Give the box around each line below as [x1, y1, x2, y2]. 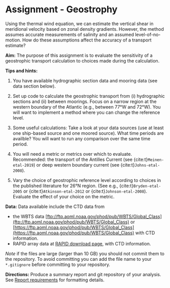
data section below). [12, 83, 56, 89]
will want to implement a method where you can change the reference [12, 109, 160, 115]
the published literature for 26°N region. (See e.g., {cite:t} [12, 182, 134, 189]
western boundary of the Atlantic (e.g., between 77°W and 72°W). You [12, 104, 161, 110]
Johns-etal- [134, 162, 160, 168]
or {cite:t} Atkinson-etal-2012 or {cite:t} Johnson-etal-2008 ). [23, 188, 148, 194]
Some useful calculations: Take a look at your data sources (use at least [12, 125, 164, 131]
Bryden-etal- [133, 183, 161, 189]
